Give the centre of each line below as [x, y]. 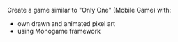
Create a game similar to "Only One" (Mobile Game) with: [89, 10]
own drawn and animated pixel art [66, 23]
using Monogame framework [59, 31]
